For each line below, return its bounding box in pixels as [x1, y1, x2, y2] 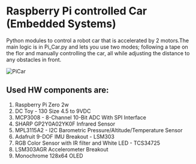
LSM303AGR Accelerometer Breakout [14, 145, 109, 153]
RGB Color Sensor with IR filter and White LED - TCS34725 [14, 139, 161, 147]
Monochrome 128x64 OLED [14, 152, 83, 159]
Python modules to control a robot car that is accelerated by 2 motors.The [6, 37, 189, 44]
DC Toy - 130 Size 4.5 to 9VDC [14, 107, 91, 115]
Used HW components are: [6, 85, 109, 96]
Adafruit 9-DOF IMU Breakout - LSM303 [14, 133, 115, 140]
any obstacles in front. [6, 56, 62, 63]
